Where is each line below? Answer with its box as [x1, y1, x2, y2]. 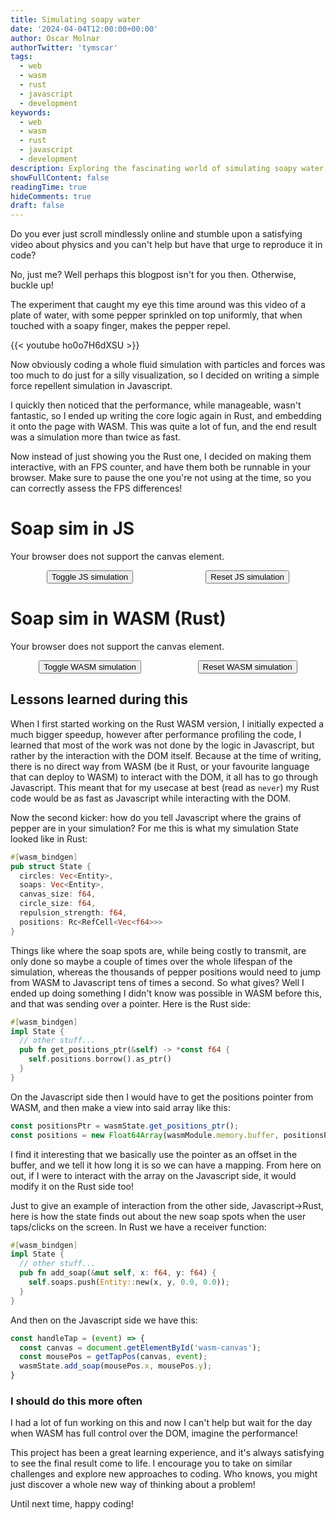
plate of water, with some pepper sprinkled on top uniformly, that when [10, 309, 303, 321]
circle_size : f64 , [19, 899, 97, 909]
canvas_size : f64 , [19, 889, 97, 900]
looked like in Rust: [10, 832, 88, 845]
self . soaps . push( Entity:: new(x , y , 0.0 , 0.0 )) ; [28, 1277, 230, 1288]
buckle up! [10, 279, 54, 291]
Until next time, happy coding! [10, 1498, 134, 1510]
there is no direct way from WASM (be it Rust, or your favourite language [10, 760, 310, 772]
